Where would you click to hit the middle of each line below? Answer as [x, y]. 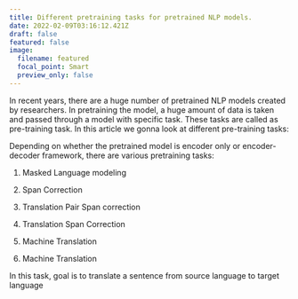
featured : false [39, 42]
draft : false [33, 34]
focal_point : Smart [53, 67]
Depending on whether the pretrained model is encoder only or [125, 146]
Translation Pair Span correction [81, 207]
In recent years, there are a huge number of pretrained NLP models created [148, 100]
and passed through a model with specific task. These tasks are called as [144, 119]
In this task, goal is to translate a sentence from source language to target [145, 275]
